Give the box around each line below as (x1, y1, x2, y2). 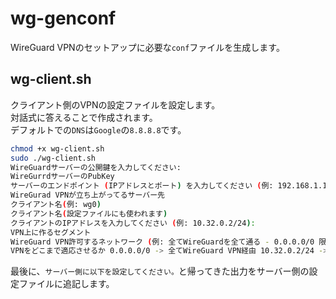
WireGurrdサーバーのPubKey (10, 172, 115, 182)
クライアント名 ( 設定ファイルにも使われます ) (10, 208, 168, 219)
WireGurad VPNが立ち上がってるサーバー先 (10, 190, 165, 201)
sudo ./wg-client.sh (10, 153, 97, 163)
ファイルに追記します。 (18, 278, 115, 290)
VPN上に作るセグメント (10, 227, 92, 237)
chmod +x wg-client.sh (10, 143, 105, 154)
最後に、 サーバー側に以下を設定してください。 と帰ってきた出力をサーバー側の (10, 265, 310, 277)
